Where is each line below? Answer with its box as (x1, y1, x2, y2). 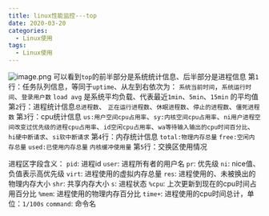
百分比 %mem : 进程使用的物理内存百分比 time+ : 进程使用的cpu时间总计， (14, 189, 248, 198)
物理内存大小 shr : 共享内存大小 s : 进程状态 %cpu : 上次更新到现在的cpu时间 (8, 179, 250, 188)
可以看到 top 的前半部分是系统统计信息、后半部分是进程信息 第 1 (53, 72, 259, 81)
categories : (8, 26, 48, 34)
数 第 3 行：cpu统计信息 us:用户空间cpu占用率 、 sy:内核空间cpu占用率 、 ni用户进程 (8, 112, 255, 121)
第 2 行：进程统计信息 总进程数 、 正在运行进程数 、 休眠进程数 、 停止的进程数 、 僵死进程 (8, 102, 260, 111)
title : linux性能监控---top (8, 11, 98, 20)
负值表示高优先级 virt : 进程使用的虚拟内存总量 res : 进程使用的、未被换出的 (8, 169, 256, 178)
